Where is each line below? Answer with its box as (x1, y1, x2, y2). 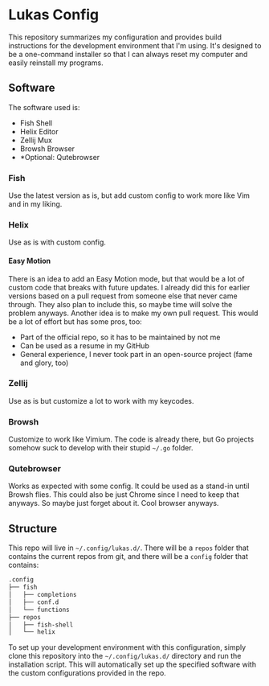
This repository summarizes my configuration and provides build (8, 32, 222, 42)
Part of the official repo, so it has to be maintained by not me (19, 332, 221, 342)
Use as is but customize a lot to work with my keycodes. (8, 396, 194, 405)
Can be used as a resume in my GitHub (19, 340, 150, 351)
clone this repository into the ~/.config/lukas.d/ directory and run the (8, 651, 242, 661)
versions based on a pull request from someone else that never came (8, 291, 238, 301)
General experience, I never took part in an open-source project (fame (19, 349, 253, 359)
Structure (8, 521, 58, 536)
